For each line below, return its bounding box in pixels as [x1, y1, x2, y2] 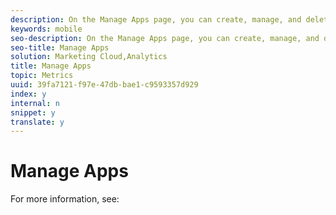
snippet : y [10, 107, 56, 118]
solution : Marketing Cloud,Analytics [10, 52, 168, 62]
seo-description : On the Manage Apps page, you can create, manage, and [10, 33, 320, 43]
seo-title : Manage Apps [10, 42, 110, 53]
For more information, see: [10, 193, 120, 205]
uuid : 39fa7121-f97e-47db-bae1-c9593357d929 [10, 80, 199, 90]
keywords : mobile [10, 24, 83, 34]
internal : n [10, 98, 60, 108]
